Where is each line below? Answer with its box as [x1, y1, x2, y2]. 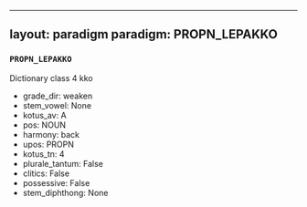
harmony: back [22, 129, 80, 140]
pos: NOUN [22, 119, 67, 130]
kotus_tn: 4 [22, 148, 66, 160]
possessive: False [22, 177, 90, 188]
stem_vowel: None [22, 99, 92, 110]
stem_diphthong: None [22, 187, 109, 198]
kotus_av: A [22, 109, 67, 120]
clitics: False [22, 168, 70, 179]
